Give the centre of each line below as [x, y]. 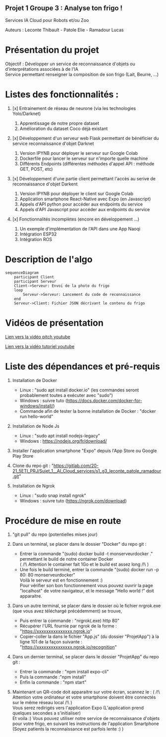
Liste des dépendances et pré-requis [83, 366]
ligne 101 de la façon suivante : [51, 642]
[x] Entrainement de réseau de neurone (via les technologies [74, 108]
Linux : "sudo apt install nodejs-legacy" [60, 436]
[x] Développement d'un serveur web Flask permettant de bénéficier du [86, 138]
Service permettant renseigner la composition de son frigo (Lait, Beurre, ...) [82, 74]
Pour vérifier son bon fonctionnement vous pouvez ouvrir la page [86, 586]
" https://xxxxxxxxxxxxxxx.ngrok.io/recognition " [68, 647]
